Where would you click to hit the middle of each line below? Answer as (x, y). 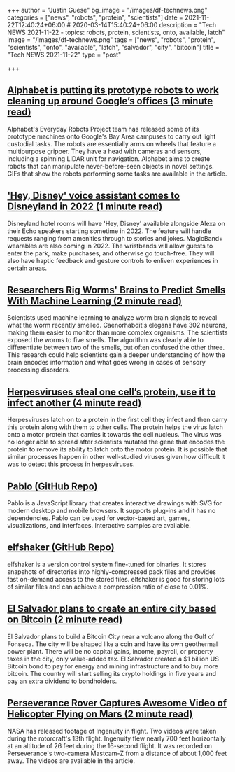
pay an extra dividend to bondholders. (62, 681)
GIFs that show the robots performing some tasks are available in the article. (117, 174)
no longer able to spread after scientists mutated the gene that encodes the (116, 442)
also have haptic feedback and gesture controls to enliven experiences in (113, 260)
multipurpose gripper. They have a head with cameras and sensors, (105, 151)
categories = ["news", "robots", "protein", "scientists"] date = (95, 17)
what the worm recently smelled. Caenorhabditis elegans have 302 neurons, (117, 325)
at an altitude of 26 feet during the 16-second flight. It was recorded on (109, 745)
